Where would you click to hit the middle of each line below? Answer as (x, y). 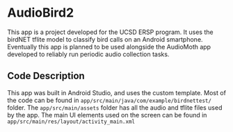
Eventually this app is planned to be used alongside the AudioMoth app (109, 47)
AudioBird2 (41, 13)
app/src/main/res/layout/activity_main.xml (71, 122)
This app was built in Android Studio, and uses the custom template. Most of (116, 92)
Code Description (46, 76)
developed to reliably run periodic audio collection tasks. (88, 54)
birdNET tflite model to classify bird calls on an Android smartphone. (105, 39)
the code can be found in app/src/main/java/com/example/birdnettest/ (110, 100)
